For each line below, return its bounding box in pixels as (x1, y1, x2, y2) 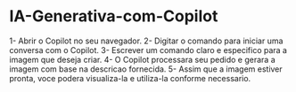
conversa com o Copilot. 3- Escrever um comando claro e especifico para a (9, 44, 288, 55)
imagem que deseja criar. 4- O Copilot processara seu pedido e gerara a (9, 54, 276, 65)
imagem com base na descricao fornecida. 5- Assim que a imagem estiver (9, 64, 283, 74)
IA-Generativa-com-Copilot (9, 6, 218, 27)
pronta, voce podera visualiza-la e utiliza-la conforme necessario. (9, 73, 251, 83)
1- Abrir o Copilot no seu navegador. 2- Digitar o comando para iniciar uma (9, 35, 284, 46)
